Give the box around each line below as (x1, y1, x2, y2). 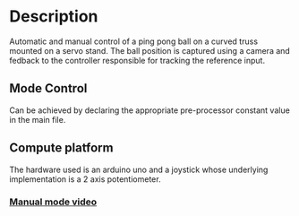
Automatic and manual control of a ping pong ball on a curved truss (9, 36, 258, 47)
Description (9, 6, 98, 27)
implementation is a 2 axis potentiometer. (9, 173, 161, 185)
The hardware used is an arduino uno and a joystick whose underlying (9, 164, 269, 175)
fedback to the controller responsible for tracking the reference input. (9, 55, 266, 65)
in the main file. (9, 114, 66, 125)
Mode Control (9, 81, 88, 96)
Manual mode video (9, 195, 98, 208)
